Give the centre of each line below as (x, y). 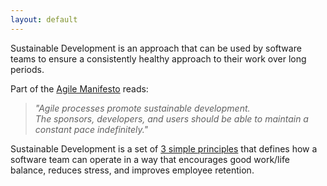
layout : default (44, 19)
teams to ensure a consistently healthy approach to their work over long (158, 58)
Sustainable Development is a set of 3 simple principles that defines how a (164, 148)
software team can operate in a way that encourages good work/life (150, 159)
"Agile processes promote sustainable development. (142, 108)
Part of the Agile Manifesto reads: (79, 88)
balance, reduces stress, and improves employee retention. (132, 170)
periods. (27, 69)
